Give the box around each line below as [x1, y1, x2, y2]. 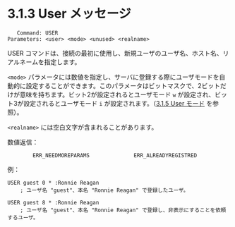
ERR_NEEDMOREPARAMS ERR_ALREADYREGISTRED [32, 152, 198, 159]
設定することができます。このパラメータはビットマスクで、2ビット [25, 81, 221, 90]
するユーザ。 [7, 214, 39, 221]
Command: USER [16, 29, 59, 37]
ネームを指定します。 [19, 57, 81, 66]
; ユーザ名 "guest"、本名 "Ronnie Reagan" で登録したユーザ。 [20, 187, 189, 194]
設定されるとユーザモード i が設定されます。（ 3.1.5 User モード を [23, 99, 213, 107]
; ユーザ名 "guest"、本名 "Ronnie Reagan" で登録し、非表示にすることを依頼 [20, 207, 227, 214]
